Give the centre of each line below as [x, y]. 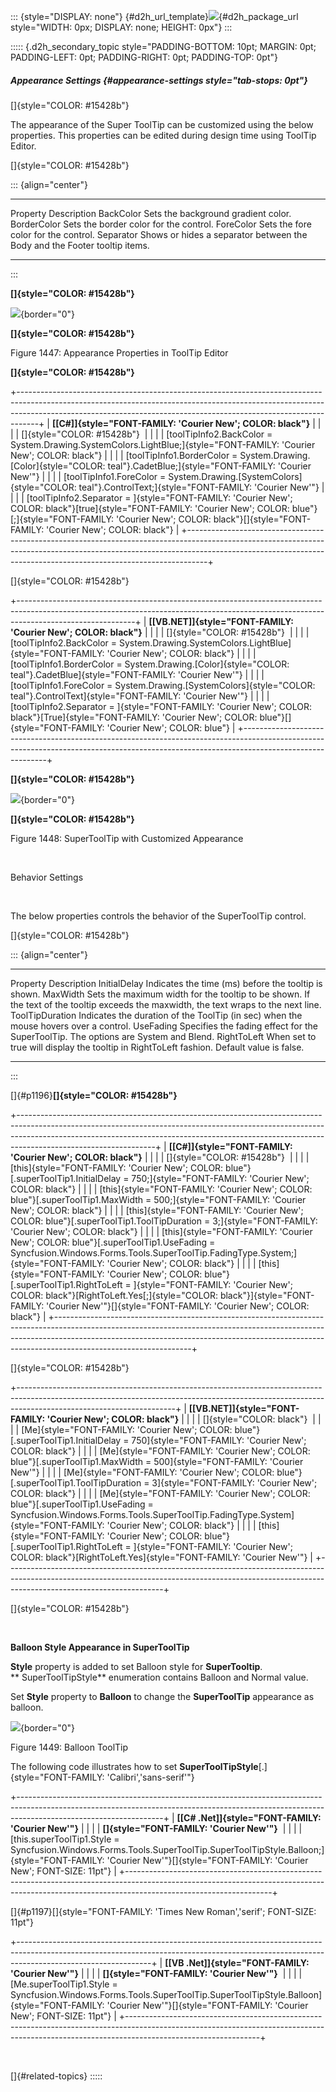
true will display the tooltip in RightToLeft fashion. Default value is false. [157, 1047]
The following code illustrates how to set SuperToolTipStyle [134, 1766]
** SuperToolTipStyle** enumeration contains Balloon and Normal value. [159, 1677]
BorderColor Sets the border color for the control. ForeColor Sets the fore [161, 224]
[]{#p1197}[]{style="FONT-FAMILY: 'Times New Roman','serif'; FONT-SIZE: [163, 1911]
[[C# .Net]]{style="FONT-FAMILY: [249, 1817]
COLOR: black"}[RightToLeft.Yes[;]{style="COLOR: [114, 1295]
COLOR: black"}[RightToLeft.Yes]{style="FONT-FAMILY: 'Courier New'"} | [161, 1557]
